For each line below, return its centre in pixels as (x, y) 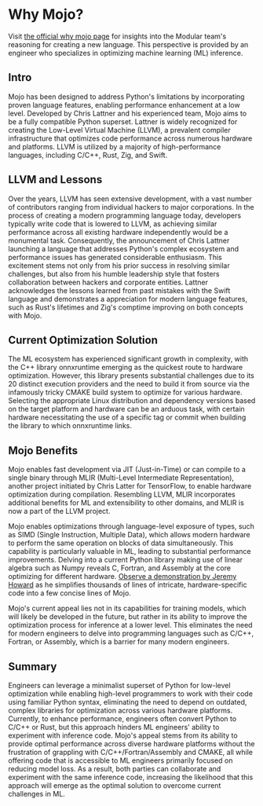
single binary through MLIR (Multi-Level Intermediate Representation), (121, 478)
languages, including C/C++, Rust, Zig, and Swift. (88, 155)
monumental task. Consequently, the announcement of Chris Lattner (119, 240)
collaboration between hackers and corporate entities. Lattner (108, 282)
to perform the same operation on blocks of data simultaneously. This (121, 543)
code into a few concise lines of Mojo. (69, 593)
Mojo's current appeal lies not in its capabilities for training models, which (127, 608)
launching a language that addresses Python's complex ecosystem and (124, 248)
